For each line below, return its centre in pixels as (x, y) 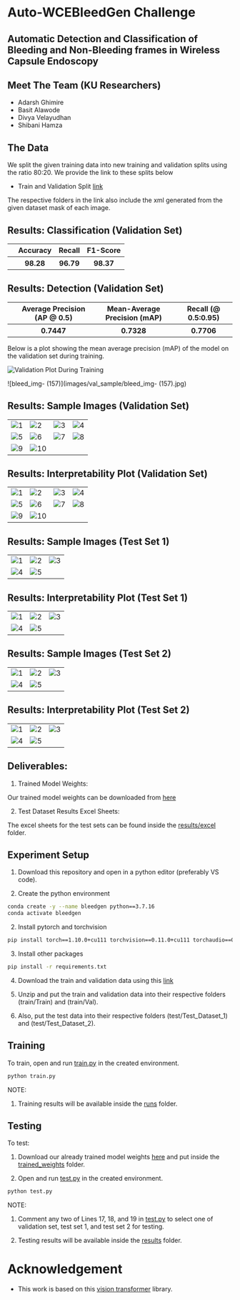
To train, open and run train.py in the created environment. (94, 1063)
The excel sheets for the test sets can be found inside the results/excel (112, 825)
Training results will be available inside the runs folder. (97, 1104)
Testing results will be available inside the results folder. (100, 1241)
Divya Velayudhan (44, 118)
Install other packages (50, 954)
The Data (28, 147)
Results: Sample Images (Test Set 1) (89, 541)
